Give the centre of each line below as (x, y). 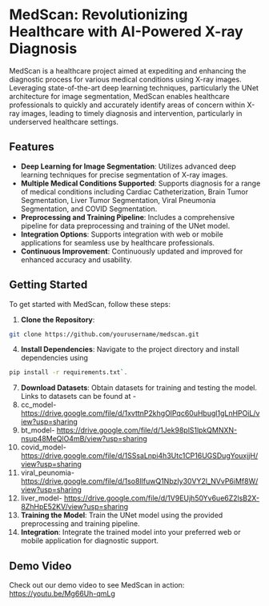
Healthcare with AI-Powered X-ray (126, 32)
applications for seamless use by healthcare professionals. (118, 242)
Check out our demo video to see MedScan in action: (97, 585)
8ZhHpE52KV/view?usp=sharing (74, 507)
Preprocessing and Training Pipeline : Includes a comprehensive (128, 217)
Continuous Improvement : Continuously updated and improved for (132, 251)
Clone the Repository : (58, 319)
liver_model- (41, 498)
